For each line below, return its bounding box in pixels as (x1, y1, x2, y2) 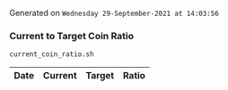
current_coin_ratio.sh (9, 50, 94, 59)
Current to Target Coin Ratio (9, 29, 135, 42)
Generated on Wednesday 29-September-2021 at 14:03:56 (9, 8, 220, 18)
